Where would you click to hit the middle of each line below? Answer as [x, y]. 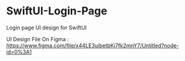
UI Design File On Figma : [38, 39]
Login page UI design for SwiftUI [47, 28]
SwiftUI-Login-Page [57, 11]
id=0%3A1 [19, 51]
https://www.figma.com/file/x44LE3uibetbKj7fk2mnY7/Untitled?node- [92, 45]
